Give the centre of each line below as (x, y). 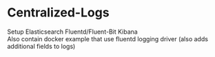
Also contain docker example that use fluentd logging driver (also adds (108, 38)
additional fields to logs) (41, 46)
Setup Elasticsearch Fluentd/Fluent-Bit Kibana (72, 32)
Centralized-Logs (58, 13)
